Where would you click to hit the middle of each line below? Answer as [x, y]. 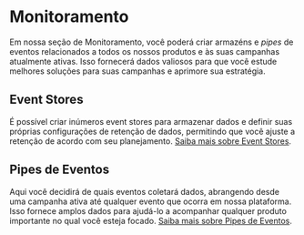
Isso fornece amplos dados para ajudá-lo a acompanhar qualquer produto [148, 210]
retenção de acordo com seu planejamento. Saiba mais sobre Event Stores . [151, 141]
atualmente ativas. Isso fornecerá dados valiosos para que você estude [143, 61]
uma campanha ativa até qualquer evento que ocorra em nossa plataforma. [151, 201]
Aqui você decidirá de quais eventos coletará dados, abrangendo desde [145, 191]
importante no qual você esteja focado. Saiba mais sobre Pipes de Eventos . [151, 220]
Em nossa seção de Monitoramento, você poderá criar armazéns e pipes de [152, 42]
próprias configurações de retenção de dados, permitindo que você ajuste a [152, 131]
